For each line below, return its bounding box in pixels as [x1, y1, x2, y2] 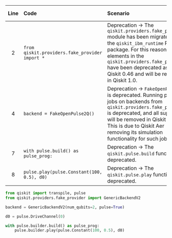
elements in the [107, 52, 144, 60]
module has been [107, 33, 149, 40]
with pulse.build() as [23, 148, 79, 153]
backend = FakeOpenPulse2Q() [23, 111, 95, 116]
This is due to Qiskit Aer [107, 123, 165, 129]
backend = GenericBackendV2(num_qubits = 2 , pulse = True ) [5, 205, 125, 210]
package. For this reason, [107, 46, 168, 53]
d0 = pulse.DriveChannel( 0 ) [5, 214, 66, 219]
